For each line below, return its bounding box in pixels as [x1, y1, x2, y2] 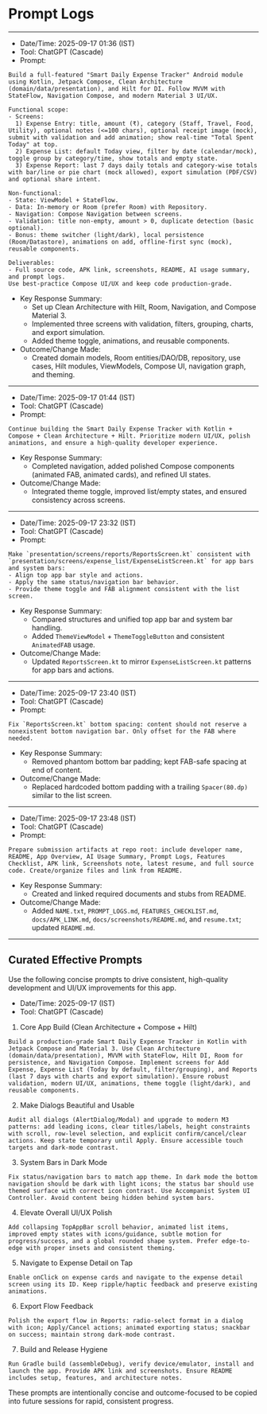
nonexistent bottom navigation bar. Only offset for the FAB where [8, 727, 237, 735]
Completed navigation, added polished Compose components [31, 461, 235, 470]
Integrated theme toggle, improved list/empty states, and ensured [31, 486, 247, 496]
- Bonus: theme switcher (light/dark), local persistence [8, 231, 204, 239]
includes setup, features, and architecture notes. [8, 1373, 183, 1381]
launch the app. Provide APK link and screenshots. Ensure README [8, 1366, 233, 1375]
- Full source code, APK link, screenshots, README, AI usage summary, [8, 266, 250, 274]
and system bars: [8, 564, 66, 572]
